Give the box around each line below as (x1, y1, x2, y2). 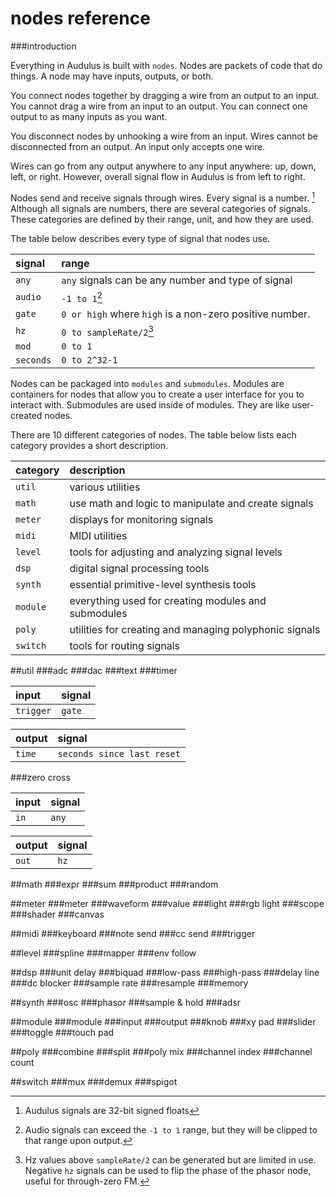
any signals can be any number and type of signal (61, 273, 293, 287)
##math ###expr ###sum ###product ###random (10, 878, 219, 891)
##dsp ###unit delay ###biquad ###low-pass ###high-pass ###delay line (10, 967, 320, 979)
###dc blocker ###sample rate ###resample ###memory (10, 977, 249, 989)
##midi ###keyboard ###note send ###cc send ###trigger (10, 928, 256, 940)
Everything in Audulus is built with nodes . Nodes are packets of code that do (10, 59, 323, 71)
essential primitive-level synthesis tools (69, 578, 257, 592)
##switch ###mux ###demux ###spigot (10, 1076, 178, 1088)
